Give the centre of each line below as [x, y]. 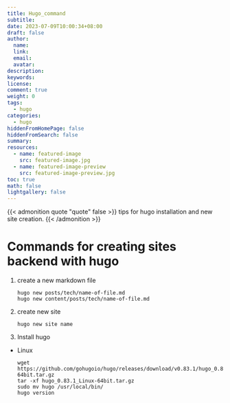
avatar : [24, 65]
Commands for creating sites [92, 247]
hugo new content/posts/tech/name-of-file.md [83, 299]
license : [20, 84]
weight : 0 [21, 97]
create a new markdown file [56, 280]
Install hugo [33, 337]
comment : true [27, 90]
